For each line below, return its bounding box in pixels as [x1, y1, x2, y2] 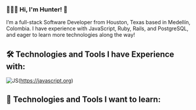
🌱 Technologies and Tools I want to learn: [6, 94, 161, 104]
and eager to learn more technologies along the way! [6, 31, 135, 38]
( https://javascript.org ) [18, 77, 73, 85]
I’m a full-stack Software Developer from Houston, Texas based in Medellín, [6, 19, 191, 26]
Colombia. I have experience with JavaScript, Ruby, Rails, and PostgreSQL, [6, 25, 189, 32]
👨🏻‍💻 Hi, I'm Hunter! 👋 [6, 5, 68, 14]
